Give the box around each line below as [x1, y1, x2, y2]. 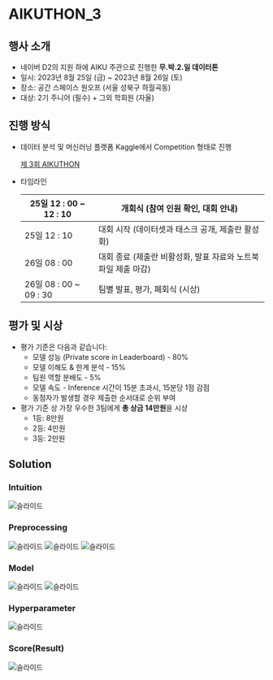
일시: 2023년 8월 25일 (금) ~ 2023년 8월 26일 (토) [19, 72, 183, 82]
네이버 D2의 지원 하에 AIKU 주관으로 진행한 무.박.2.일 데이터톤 [19, 63, 219, 71]
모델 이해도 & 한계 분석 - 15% [32, 362, 126, 372]
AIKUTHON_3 [8, 5, 102, 24]
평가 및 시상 [8, 318, 63, 333]
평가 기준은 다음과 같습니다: [19, 342, 108, 352]
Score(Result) [8, 643, 65, 654]
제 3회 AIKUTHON [19, 159, 80, 169]
